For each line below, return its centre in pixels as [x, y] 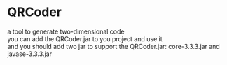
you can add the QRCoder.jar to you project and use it [85, 38]
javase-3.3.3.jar [30, 54]
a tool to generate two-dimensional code [66, 31]
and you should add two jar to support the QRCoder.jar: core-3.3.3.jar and [114, 46]
